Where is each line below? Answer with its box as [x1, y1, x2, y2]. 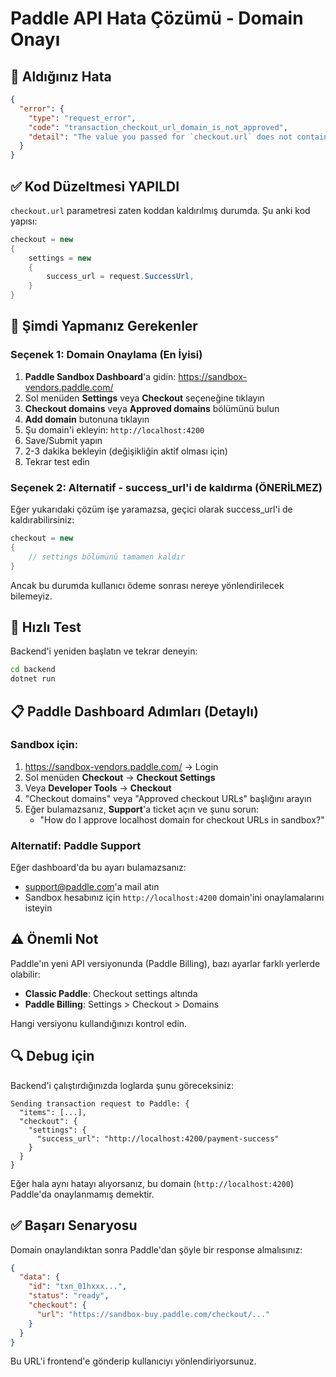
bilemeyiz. [10, 590, 53, 602]
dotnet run [10, 674, 56, 684]
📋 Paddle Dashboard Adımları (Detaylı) [10, 703, 259, 720]
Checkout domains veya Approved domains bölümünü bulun [24, 402, 280, 414]
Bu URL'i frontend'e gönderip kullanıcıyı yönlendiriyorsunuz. [10, 1355, 257, 1367]
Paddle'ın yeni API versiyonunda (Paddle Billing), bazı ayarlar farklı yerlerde [10, 957, 321, 969]
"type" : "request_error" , [28, 113, 137, 123]
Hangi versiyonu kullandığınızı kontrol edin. [10, 1017, 188, 1029]
